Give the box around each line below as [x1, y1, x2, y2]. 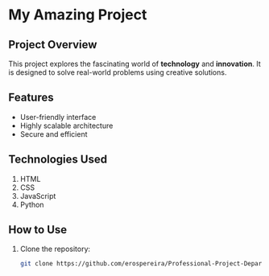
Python [19, 200, 44, 209]
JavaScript [19, 191, 56, 200]
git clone [19, 260, 54, 268]
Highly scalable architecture [19, 121, 114, 130]
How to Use [8, 223, 68, 237]
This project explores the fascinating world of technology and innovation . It [8, 59, 261, 68]
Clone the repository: [19, 244, 91, 254]
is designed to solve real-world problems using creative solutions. [8, 68, 227, 77]
